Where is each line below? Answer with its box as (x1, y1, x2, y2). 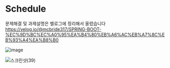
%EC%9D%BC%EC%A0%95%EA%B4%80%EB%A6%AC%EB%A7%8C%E (5, 31, 165, 38)
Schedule (5, 3, 47, 15)
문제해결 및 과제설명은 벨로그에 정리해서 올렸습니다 (5, 20, 106, 26)
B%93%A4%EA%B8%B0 (5, 37, 59, 43)
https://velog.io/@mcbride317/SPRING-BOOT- (5, 26, 101, 32)
